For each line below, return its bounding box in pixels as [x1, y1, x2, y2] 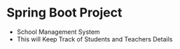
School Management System [16, 28, 100, 36]
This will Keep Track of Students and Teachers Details [16, 35, 173, 43]
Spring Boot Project [6, 5, 123, 21]
